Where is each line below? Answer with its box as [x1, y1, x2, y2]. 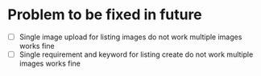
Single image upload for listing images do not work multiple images [19, 32, 242, 42]
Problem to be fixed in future [7, 6, 202, 24]
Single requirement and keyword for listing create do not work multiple [19, 50, 254, 59]
